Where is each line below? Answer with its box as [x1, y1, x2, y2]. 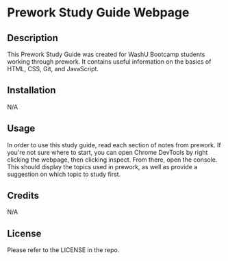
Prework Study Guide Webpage [7, 5, 190, 21]
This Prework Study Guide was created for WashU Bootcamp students [7, 50, 205, 58]
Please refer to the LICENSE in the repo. [7, 246, 120, 254]
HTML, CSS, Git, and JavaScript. [7, 65, 99, 73]
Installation [7, 84, 56, 97]
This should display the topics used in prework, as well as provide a [7, 162, 198, 171]
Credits [7, 190, 40, 201]
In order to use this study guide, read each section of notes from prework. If [7, 140, 221, 149]
